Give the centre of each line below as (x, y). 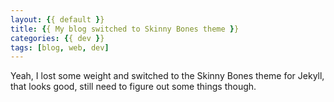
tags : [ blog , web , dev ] (60, 47)
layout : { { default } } (57, 19)
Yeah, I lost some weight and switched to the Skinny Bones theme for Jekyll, (167, 76)
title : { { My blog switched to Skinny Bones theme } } (125, 29)
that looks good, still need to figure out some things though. (133, 87)
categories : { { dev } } (57, 38)
